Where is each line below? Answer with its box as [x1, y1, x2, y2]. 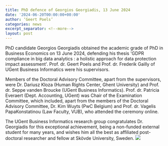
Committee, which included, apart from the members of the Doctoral [5, 98, 149, 104]
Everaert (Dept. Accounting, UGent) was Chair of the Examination [5, 92, 142, 98]
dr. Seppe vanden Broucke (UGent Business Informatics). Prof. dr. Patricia [5, 87, 160, 93]
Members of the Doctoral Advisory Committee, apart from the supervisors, [5, 77, 161, 82]
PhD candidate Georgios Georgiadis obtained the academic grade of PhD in [5, 45, 163, 51]
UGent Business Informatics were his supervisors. [5, 66, 110, 72]
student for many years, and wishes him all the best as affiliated [5, 129, 139, 135]
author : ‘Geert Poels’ [5, 17, 53, 22]
